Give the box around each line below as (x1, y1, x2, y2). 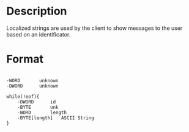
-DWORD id (17, 99, 56, 105)
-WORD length (17, 109, 67, 116)
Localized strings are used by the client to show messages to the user (6, 24, 183, 32)
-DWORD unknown (6, 83, 59, 89)
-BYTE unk (17, 104, 59, 110)
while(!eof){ (6, 93, 40, 100)
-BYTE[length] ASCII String (17, 114, 95, 121)
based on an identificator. (6, 30, 71, 38)
